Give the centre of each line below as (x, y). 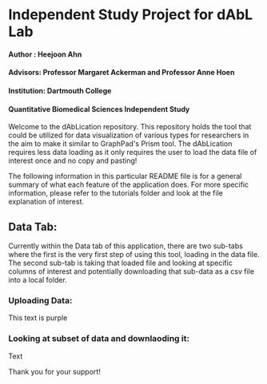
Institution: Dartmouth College (60, 90)
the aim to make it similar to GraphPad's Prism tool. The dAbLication (120, 144)
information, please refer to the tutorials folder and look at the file (116, 193)
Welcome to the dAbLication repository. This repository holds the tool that (130, 127)
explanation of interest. (46, 202)
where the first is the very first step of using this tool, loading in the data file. (134, 254)
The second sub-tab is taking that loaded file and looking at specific (121, 263)
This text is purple (38, 318)
